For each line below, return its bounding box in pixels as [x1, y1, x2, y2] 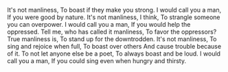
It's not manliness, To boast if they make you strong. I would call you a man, [7, 6, 222, 14]
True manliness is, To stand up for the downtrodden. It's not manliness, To [7, 35, 218, 43]
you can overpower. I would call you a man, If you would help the [7, 21, 191, 28]
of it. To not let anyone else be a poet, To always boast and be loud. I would [7, 49, 221, 58]
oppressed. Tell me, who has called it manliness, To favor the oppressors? [7, 27, 217, 36]
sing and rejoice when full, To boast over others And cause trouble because [7, 43, 222, 50]
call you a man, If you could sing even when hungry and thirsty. [7, 57, 187, 64]
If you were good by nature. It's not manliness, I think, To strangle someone [7, 13, 220, 21]
